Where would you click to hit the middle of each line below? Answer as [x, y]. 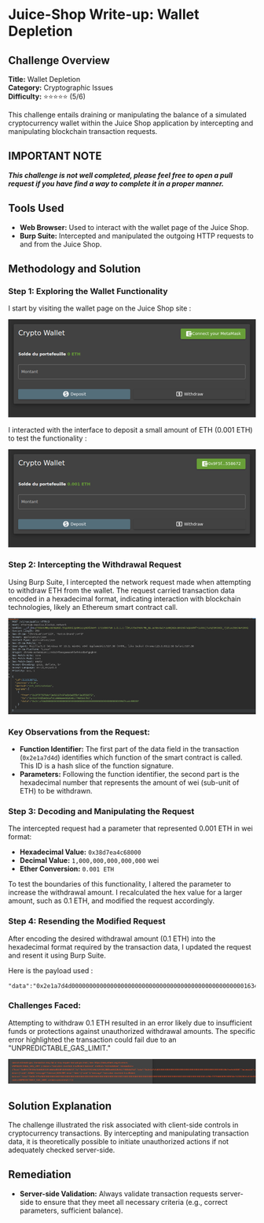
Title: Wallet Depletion [44, 79]
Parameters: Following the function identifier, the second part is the [129, 774]
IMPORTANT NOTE [55, 156]
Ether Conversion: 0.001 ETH [67, 869]
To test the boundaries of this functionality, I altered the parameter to [120, 884]
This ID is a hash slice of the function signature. [97, 765]
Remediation [40, 1175]
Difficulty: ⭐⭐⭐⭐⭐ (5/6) [47, 97]
